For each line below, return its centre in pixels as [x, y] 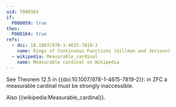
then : [13, 29]
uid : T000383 [23, 12]
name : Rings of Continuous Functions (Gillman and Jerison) [94, 51]
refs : [13, 40]
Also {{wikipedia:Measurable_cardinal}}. [56, 97]
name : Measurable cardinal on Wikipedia [68, 62]
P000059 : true [29, 23]
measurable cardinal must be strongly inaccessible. [70, 85]
